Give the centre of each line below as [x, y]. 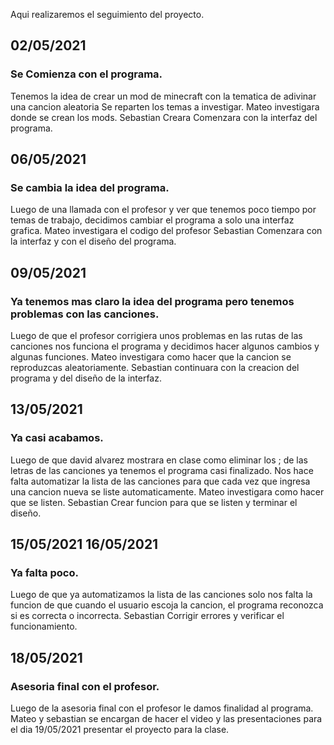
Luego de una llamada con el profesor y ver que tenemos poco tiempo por [163, 210]
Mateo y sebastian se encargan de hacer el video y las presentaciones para [166, 719]
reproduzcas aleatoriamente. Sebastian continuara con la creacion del [155, 368]
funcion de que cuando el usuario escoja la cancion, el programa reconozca [167, 605]
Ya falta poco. [44, 573]
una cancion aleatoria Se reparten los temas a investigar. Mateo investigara [165, 106]
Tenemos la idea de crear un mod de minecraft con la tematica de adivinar [163, 96]
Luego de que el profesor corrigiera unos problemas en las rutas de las [156, 336]
